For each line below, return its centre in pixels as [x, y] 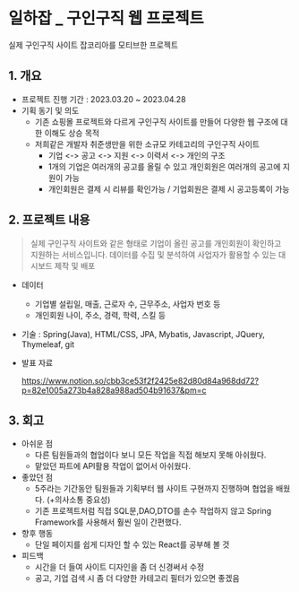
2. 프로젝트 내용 [49, 220]
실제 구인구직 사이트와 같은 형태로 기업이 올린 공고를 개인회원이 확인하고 [156, 243]
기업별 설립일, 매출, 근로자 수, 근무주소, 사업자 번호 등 [128, 304]
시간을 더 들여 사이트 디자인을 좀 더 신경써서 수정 [120, 567]
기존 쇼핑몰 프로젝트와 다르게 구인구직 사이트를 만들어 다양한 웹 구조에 [157, 121]
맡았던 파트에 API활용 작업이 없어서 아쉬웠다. [113, 466]
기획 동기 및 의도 [50, 110]
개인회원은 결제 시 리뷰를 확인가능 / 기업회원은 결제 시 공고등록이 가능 [169, 188]
